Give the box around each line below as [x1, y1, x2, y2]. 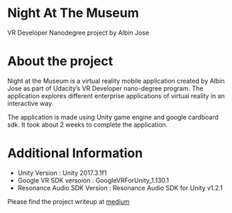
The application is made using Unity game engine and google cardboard [7, 113, 219, 121]
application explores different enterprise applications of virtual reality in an [7, 91, 226, 100]
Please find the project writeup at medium [7, 197, 130, 206]
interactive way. [7, 99, 54, 108]
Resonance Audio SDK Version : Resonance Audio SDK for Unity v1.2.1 [17, 183, 223, 192]
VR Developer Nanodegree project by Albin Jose [7, 28, 150, 37]
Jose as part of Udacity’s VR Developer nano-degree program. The [7, 84, 204, 93]
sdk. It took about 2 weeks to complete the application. [7, 120, 168, 129]
